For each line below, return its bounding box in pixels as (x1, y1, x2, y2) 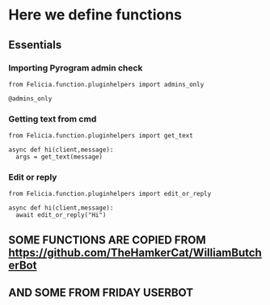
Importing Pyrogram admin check (8, 62, 143, 74)
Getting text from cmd (8, 113, 97, 125)
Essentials (8, 38, 62, 52)
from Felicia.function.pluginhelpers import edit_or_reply (8, 190, 212, 198)
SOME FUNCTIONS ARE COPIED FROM (8, 233, 206, 247)
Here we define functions (8, 6, 182, 24)
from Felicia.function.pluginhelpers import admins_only (8, 80, 205, 88)
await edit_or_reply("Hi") (15, 211, 107, 219)
